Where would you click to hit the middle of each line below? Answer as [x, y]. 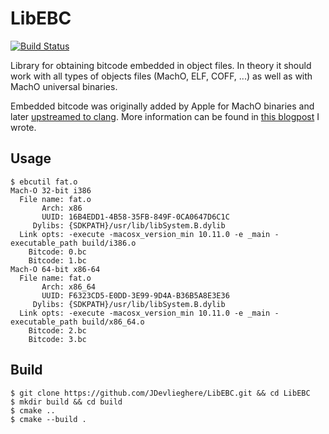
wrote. [23, 127]
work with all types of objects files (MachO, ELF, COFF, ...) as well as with [161, 76]
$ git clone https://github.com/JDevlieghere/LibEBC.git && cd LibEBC [160, 393]
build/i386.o [109, 243]
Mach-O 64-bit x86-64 [55, 269]
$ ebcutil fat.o [44, 182]
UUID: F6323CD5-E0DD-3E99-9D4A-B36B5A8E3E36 [135, 295]
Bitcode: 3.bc [57, 339]
